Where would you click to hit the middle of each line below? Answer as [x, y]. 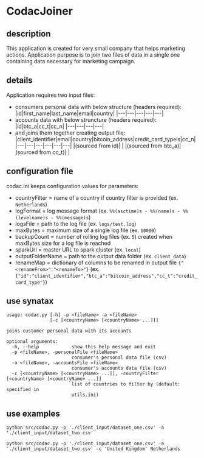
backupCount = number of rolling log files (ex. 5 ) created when [94, 236]
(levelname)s [32, 217]
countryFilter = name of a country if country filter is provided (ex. [97, 198]
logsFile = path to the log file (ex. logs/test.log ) [76, 224]
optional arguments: [32, 342]
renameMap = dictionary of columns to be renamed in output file [96, 262]
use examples [33, 413]
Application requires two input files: [51, 95]
